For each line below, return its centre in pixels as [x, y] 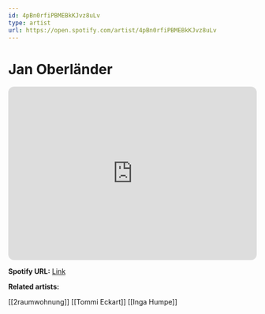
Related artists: [34, 287]
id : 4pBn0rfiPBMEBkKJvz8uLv [54, 15]
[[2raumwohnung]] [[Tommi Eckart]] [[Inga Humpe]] [93, 302]
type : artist [30, 23]
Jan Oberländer [60, 69]
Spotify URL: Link [37, 271]
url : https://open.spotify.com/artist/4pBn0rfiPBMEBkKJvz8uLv [112, 30]
